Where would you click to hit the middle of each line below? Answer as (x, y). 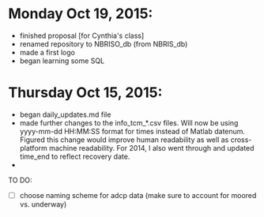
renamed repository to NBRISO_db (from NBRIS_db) (104, 43)
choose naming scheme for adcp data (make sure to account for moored (138, 195)
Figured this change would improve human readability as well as (124, 140)
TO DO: (21, 180)
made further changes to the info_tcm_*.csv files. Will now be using (129, 122)
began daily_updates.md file (65, 114)
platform (33, 148)
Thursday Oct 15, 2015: (85, 93)
